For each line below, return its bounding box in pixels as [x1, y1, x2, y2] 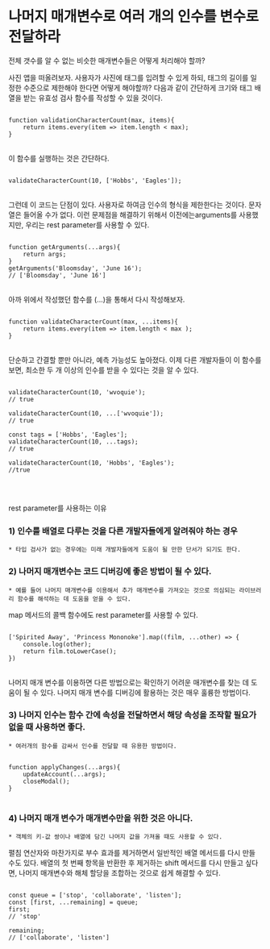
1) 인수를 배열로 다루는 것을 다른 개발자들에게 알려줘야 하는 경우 [8, 525, 238, 536]
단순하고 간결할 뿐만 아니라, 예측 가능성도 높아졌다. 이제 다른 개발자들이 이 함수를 [8, 355, 262, 364]
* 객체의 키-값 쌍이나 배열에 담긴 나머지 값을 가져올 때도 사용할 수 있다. [8, 833, 223, 841]
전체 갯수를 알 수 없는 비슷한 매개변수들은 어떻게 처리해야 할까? [8, 56, 206, 65]
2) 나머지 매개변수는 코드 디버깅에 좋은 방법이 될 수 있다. [8, 566, 212, 577]
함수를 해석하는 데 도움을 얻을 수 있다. [17, 594, 131, 603]
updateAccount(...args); [23, 770, 106, 778]
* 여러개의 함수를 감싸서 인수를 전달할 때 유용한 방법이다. [8, 742, 177, 750]
